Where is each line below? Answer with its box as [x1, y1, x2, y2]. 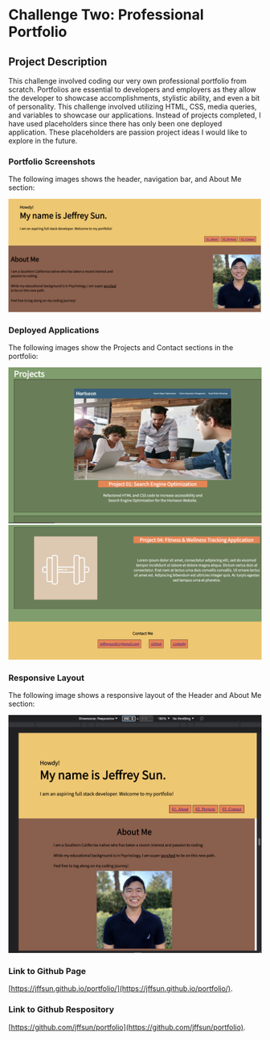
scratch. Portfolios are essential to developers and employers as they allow [8, 85, 257, 94]
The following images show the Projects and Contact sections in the [8, 343, 234, 353]
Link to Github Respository [8, 1004, 115, 1015]
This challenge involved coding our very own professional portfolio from [8, 76, 247, 85]
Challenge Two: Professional [8, 6, 204, 24]
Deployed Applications [8, 324, 100, 336]
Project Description [8, 55, 108, 68]
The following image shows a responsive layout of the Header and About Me [8, 691, 262, 700]
